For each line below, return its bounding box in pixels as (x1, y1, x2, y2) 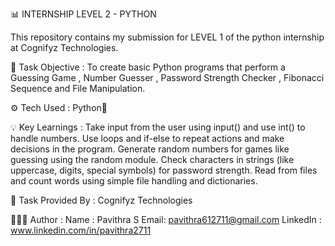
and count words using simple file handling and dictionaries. (10, 175, 258, 187)
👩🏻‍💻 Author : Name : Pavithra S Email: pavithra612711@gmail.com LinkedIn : (10, 214, 322, 225)
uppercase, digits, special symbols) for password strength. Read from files (10, 164, 318, 176)
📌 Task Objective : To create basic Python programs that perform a (10, 61, 286, 73)
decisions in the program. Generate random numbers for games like (10, 143, 290, 155)
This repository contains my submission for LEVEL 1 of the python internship (10, 31, 325, 43)
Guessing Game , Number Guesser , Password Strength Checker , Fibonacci (10, 72, 325, 83)
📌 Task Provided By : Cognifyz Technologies (10, 194, 193, 206)
